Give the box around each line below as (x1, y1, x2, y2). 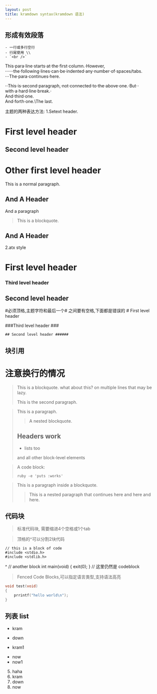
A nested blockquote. (29, 418, 72, 424)
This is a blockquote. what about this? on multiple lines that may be (17, 384, 152, 390)
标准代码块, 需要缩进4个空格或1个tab (17, 526, 91, 532)
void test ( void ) (5, 584, 38, 589)
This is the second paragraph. (17, 399, 78, 405)
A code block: (17, 464, 45, 470)
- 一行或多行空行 (5, 45, 35, 50)
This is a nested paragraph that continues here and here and (29, 491, 151, 497)
